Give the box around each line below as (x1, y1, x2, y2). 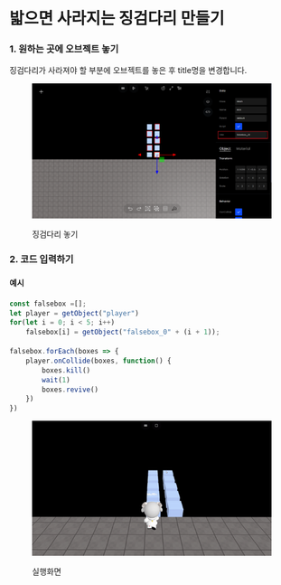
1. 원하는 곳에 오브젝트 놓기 (9, 42, 119, 55)
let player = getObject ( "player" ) (9, 308, 140, 317)
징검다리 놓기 (32, 228, 79, 240)
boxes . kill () (42, 365, 91, 375)
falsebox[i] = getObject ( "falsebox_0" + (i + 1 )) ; (25, 327, 220, 337)
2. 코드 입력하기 (9, 253, 74, 266)
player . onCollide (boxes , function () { (25, 356, 172, 365)
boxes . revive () (42, 385, 99, 394)
